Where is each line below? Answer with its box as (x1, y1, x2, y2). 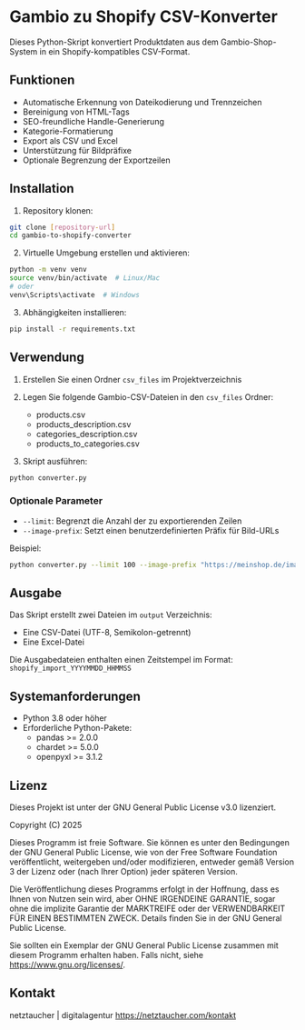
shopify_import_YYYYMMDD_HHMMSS (9, 664, 132, 674)
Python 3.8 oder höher (22, 713, 107, 724)
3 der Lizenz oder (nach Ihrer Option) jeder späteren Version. (9, 865, 238, 876)
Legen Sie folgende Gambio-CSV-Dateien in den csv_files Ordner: (22, 391, 274, 402)
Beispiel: (9, 543, 42, 554)
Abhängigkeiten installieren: (22, 306, 127, 317)
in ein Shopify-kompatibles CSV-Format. (39, 45, 191, 56)
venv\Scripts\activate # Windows (9, 290, 141, 299)
